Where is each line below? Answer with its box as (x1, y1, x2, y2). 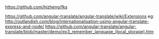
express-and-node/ (5, 24, 45, 29)
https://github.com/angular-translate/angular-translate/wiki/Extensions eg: (5, 13, 155, 19)
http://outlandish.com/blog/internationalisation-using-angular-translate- (5, 19, 149, 24)
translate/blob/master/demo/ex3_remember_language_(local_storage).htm (5, 29, 154, 34)
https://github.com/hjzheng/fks (5, 4, 68, 10)
